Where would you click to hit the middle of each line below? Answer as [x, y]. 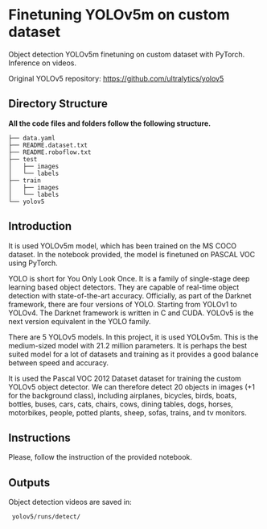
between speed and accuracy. [58, 362]
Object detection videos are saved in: [70, 502]
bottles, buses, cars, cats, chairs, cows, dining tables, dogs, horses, [121, 404]
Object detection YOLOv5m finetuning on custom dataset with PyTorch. [127, 54]
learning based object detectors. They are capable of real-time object [124, 287]
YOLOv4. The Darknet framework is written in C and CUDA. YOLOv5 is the [131, 313]
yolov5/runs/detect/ [46, 517]
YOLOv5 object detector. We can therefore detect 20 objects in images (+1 [132, 387]
